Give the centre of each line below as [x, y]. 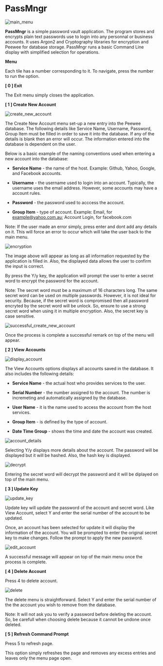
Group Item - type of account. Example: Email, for [62, 212]
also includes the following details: [40, 374]
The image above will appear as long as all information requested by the [77, 256]
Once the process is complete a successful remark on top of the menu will [80, 335]
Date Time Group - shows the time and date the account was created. [82, 431]
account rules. [27, 193]
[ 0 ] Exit [14, 85]
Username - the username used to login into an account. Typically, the [83, 183]
